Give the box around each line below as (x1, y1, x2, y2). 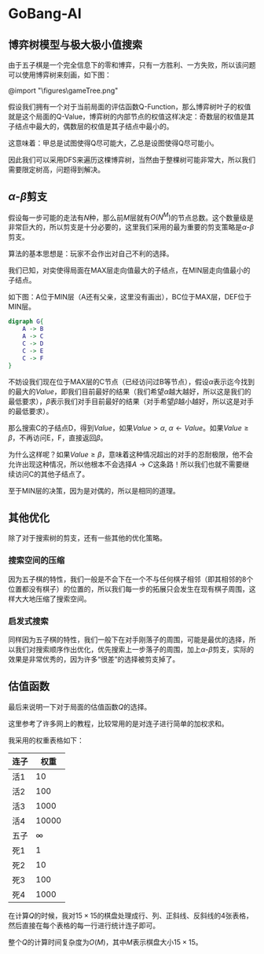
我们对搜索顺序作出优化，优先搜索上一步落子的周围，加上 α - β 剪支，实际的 (14, 645, 255, 654)
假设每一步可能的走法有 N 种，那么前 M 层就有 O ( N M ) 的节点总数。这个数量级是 (8, 211, 254, 222)
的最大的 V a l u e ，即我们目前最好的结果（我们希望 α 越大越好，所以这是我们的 (8, 387, 251, 396)
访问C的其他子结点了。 (14, 469, 90, 479)
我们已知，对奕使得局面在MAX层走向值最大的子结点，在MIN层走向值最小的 (8, 266, 251, 275)
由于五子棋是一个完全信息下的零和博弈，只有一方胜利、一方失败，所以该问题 (8, 61, 256, 69)
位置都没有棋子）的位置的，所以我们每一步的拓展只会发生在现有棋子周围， (8, 584, 249, 593)
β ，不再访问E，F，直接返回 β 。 (8, 433, 108, 442)
